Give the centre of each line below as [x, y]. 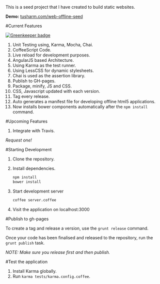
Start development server [38, 191]
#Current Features [24, 26]
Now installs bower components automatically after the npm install [80, 107]
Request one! [19, 140]
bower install [27, 182]
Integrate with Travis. [34, 131]
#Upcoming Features [27, 121]
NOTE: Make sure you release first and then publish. [58, 252]
